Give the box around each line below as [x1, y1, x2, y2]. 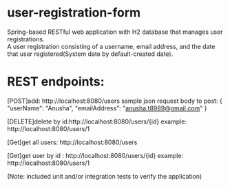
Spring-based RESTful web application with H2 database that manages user [7, 28, 223, 36]
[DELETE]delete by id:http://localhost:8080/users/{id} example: [7, 117, 187, 126]
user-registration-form [7, 5, 141, 21]
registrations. [7, 35, 45, 43]
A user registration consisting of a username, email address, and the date [7, 42, 216, 50]
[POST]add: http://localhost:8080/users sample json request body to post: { [7, 97, 222, 105]
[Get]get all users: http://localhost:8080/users [7, 138, 138, 146]
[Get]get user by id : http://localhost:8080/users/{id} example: [7, 151, 184, 159]
